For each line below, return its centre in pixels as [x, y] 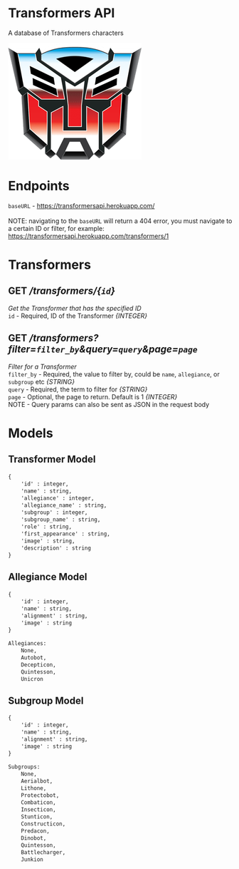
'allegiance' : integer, [58, 498]
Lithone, [34, 788]
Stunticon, [37, 817]
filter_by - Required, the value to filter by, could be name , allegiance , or [114, 374]
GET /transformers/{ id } [62, 291]
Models [31, 433]
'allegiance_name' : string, [64, 505]
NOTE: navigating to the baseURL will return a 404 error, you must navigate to [120, 221]
